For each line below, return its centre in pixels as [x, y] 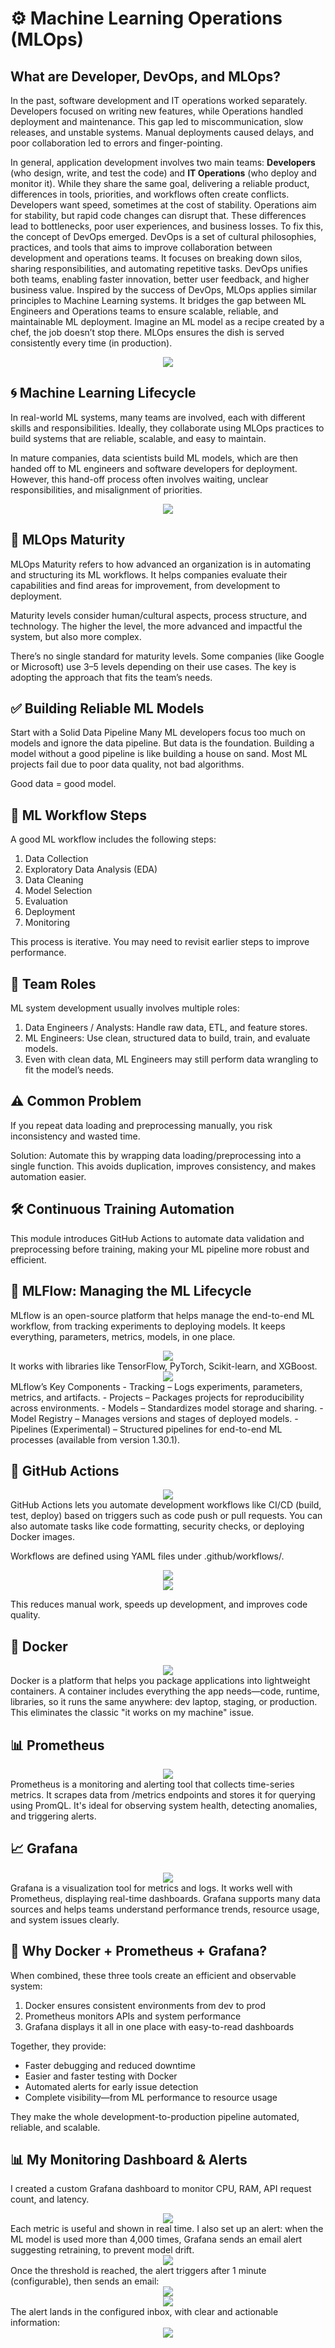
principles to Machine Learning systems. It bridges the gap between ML [158, 300]
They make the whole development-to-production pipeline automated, [155, 2116]
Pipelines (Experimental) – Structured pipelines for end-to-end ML [146, 1429]
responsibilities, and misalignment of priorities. [106, 489]
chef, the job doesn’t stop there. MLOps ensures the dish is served [147, 332]
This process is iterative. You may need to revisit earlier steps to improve [160, 942]
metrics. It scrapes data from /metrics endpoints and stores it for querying [163, 1794]
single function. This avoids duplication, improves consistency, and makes [163, 1166]
